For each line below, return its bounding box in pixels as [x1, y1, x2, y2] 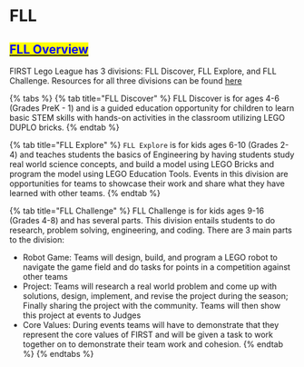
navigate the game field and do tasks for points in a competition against [22, 262, 290, 273]
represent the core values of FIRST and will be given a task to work [22, 329, 274, 340]
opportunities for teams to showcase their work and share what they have [9, 178, 286, 189]
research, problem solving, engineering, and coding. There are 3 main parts [9, 224, 292, 235]
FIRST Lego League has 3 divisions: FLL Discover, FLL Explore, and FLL [9, 65, 277, 76]
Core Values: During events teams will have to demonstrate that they [22, 320, 279, 330]
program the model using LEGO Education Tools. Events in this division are [9, 169, 289, 179]
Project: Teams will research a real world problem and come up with [22, 281, 278, 292]
